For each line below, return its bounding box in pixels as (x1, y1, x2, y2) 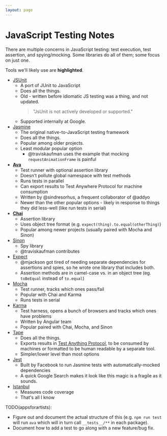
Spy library (20, 242, 43, 249)
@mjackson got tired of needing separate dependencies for (20, 259, 146, 265)
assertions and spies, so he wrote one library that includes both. (20, 264, 155, 270)
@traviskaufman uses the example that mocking (27, 151, 129, 157)
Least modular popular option (20, 145, 82, 151)
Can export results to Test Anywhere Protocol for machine (20, 183, 143, 189)
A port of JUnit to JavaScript (20, 82, 80, 88)
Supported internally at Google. (20, 118, 87, 124)
